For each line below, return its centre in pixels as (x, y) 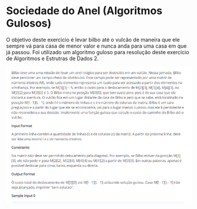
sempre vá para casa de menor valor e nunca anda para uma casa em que (96, 46)
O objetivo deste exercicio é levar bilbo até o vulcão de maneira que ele (93, 39)
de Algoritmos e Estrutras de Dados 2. (52, 58)
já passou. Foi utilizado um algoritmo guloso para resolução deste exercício (98, 52)
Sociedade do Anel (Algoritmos (84, 11)
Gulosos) (29, 23)
